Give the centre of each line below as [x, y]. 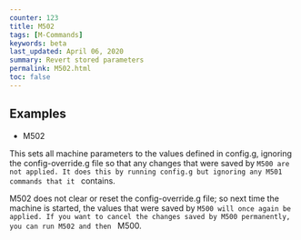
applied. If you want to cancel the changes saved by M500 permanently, [150, 216]
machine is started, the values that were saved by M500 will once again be [150, 208]
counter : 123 [34, 18]
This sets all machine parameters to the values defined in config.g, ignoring [151, 153]
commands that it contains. [62, 180]
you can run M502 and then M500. [76, 225]
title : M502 [32, 26]
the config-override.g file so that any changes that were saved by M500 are [150, 163]
